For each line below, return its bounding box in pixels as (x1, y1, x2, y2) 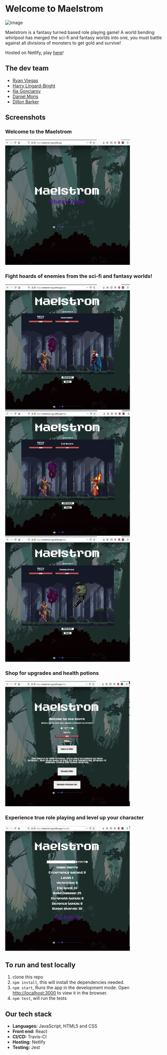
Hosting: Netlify (12, 1039, 46, 1045)
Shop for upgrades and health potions (5, 669, 99, 676)
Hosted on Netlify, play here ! (5, 50, 64, 56)
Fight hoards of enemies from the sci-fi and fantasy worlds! (5, 273, 153, 280)
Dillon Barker (12, 99, 39, 105)
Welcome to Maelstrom (5, 3, 104, 15)
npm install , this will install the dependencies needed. (12, 979, 125, 985)
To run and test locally (5, 960, 76, 969)
